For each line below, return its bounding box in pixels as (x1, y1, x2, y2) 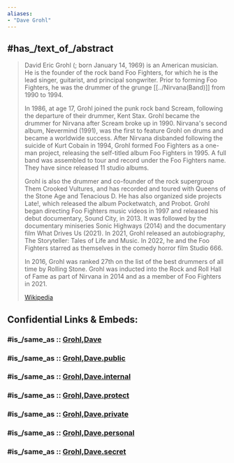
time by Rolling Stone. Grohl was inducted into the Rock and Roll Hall (24, 265, 222, 273)
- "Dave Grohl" (7, 17, 52, 24)
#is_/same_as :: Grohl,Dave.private (7, 409, 129, 419)
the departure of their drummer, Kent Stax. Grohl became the (24, 112, 200, 120)
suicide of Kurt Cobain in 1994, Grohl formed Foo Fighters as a (24, 141, 204, 150)
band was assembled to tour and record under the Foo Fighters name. (24, 156, 226, 165)
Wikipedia (24, 293, 54, 302)
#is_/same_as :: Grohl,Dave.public (7, 353, 126, 363)
